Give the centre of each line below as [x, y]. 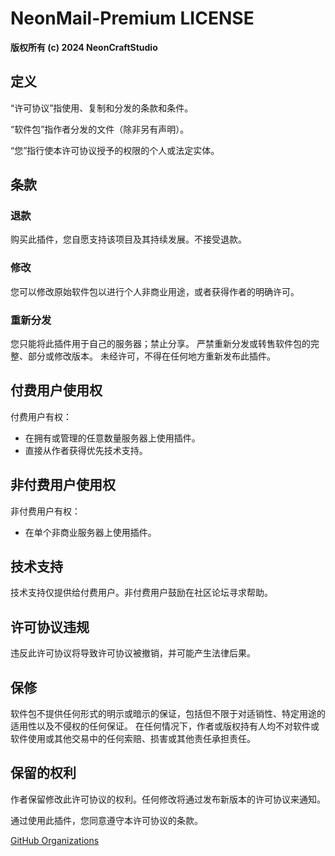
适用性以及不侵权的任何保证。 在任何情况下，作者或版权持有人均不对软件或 [165, 726]
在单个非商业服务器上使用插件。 [90, 532]
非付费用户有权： [45, 511]
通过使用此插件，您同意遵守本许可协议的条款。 [106, 820]
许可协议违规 [50, 627]
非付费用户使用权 [63, 485]
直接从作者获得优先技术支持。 [86, 450]
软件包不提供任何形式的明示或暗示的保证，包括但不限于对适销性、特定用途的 [168, 714]
